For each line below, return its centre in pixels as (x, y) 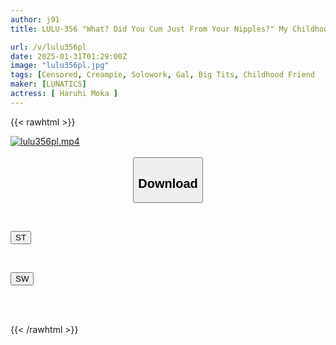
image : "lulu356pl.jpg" (60, 66)
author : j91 (35, 19)
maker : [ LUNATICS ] (48, 84)
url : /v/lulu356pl (48, 47)
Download (168, 183)
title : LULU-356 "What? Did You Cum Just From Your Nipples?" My (149, 29)
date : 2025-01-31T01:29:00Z (69, 56)
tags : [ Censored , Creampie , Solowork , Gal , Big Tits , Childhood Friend (162, 75)
